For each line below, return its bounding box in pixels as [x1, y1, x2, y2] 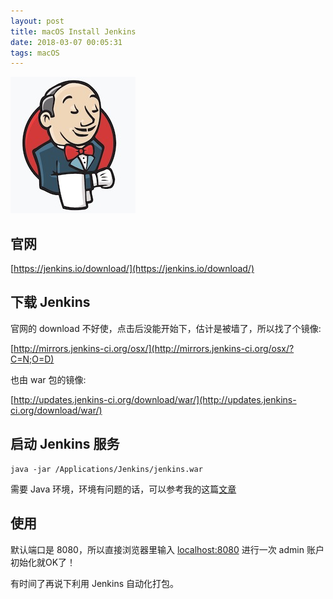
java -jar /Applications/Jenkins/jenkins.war [10, 464, 203, 474]
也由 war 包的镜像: [10, 373, 87, 385]
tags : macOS [10, 48, 60, 58]
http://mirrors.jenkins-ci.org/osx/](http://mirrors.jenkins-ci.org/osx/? [13, 342, 295, 354]
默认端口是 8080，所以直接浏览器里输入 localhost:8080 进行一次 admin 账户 [10, 543, 325, 555]
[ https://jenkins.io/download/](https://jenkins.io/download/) [10, 263, 255, 275]
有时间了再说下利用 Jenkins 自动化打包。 [10, 577, 180, 589]
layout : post [10, 16, 65, 26]
